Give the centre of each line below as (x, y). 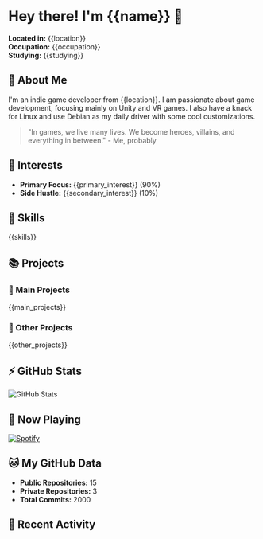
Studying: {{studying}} (46, 55)
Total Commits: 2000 (55, 499)
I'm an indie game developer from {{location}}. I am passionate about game (131, 100)
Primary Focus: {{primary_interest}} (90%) (90, 184)
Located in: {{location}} (47, 38)
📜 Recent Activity (52, 525)
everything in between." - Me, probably (92, 140)
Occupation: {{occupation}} (54, 46)
